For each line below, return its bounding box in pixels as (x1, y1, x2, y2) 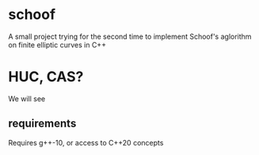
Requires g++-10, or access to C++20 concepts (8, 138, 164, 147)
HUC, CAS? (8, 68, 84, 86)
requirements (8, 117, 77, 130)
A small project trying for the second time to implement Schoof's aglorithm (8, 32, 252, 41)
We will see (8, 93, 46, 104)
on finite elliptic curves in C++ (8, 40, 107, 49)
